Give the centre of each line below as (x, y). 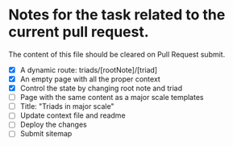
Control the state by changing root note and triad (101, 88)
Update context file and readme (73, 115)
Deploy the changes (53, 125)
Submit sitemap (46, 134)
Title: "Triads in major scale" (67, 106)
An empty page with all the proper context (90, 79)
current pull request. (79, 32)
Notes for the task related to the (117, 15)
